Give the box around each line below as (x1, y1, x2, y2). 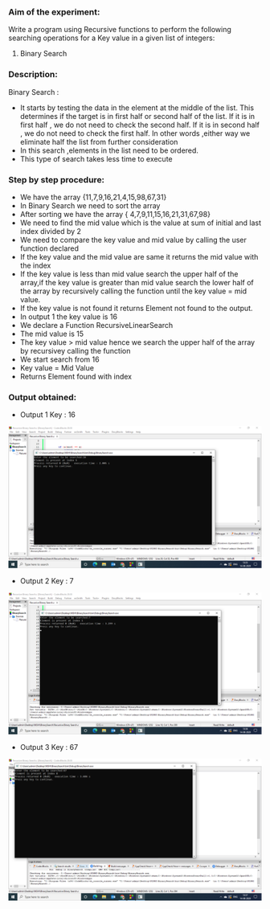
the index (19, 260, 51, 270)
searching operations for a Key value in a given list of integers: (8, 33, 215, 43)
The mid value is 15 (19, 329, 84, 338)
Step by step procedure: (8, 174, 105, 185)
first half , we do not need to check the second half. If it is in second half (19, 120, 260, 129)
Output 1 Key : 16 (19, 410, 76, 420)
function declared (19, 244, 79, 253)
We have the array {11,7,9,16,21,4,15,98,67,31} (19, 192, 167, 202)
